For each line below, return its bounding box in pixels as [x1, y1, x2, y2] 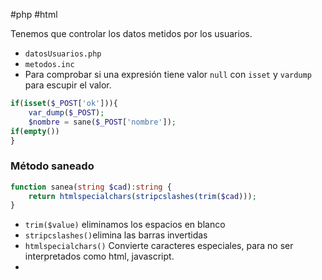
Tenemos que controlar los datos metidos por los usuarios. [10, 28, 253, 39]
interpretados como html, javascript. [24, 250, 175, 263]
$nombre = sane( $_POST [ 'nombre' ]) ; [28, 117, 177, 127]
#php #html [10, 9, 58, 20]
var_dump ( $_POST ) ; [28, 107, 105, 118]
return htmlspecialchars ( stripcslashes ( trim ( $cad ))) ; [28, 191, 257, 201]
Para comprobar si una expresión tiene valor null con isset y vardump [24, 69, 312, 80]
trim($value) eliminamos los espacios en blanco [24, 219, 226, 231]
